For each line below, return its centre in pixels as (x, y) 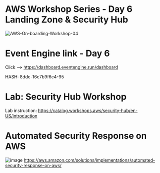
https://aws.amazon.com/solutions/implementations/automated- (89, 160)
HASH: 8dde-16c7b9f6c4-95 (35, 77)
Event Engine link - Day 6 (57, 54)
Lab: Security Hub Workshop (66, 97)
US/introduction (21, 115)
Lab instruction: (21, 111)
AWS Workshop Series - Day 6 (69, 9)
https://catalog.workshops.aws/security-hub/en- (88, 111)
